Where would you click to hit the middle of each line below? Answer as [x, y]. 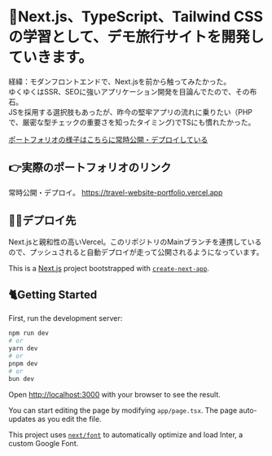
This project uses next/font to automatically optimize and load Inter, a [126, 434]
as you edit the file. [70, 419]
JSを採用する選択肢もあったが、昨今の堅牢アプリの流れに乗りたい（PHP [130, 112]
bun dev [22, 379]
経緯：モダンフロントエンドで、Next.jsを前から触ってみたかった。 [120, 81]
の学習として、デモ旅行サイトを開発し [136, 37]
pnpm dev [23, 363]
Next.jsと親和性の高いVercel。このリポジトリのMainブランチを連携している [135, 242]
